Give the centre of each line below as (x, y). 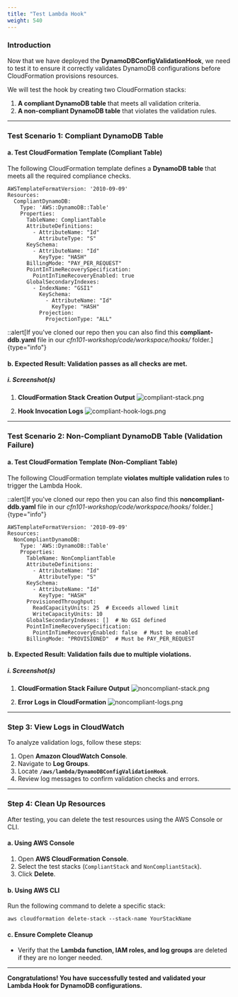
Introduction (29, 45)
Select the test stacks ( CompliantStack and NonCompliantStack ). (109, 866)
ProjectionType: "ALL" (79, 319)
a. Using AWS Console (41, 843)
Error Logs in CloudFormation (62, 702)
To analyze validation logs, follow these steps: (74, 743)
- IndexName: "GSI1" (63, 288)
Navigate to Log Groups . (53, 764)
